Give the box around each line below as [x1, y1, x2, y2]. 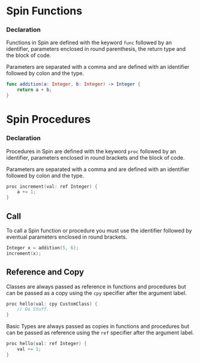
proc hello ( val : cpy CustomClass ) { [6, 301, 98, 307]
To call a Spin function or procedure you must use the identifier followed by [6, 227, 192, 234]
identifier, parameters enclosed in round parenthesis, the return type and [6, 45, 186, 53]
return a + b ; [17, 87, 52, 93]
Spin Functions [6, 4, 83, 18]
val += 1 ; [17, 346, 42, 352]
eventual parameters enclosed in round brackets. [6, 233, 128, 240]
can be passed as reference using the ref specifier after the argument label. [6, 329, 195, 336]
